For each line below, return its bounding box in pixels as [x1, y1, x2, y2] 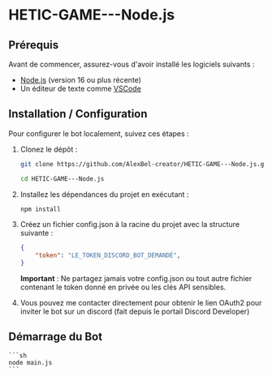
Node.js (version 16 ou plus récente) [19, 75, 142, 84]
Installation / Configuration [8, 107, 148, 121]
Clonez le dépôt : [19, 144, 78, 154]
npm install [19, 205, 61, 213]
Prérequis [8, 38, 59, 52]
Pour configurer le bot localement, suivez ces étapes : [8, 128, 189, 139]
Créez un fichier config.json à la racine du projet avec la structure [19, 220, 240, 229]
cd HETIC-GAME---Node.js [19, 174, 105, 183]
